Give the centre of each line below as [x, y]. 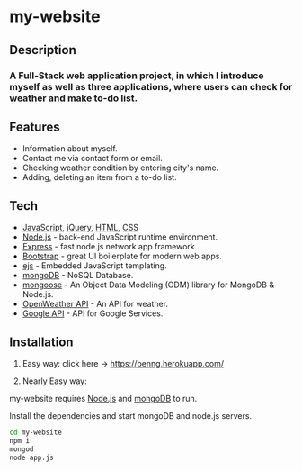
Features [35, 127]
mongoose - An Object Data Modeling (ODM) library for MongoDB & [148, 285]
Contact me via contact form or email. [93, 159]
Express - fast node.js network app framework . [111, 247]
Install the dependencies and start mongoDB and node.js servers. [131, 415]
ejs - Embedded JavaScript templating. [95, 266]
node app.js [31, 457]
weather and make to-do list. [73, 98]
